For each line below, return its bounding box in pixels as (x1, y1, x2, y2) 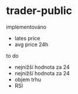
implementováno (6, 23, 47, 30)
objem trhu (14, 76, 42, 83)
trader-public (6, 4, 72, 18)
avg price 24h (14, 41, 49, 48)
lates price (14, 34, 40, 41)
